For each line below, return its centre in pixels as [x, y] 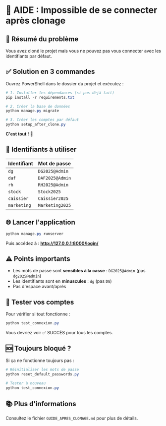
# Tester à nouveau [26, 383]
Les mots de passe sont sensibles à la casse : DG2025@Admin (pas [79, 271]
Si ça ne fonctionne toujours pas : [40, 360]
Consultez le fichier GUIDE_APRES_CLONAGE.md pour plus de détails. [72, 418]
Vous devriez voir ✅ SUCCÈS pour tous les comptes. [59, 333]
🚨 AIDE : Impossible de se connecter [82, 10]
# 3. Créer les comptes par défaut [42, 120]
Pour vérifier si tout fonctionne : [38, 314]
